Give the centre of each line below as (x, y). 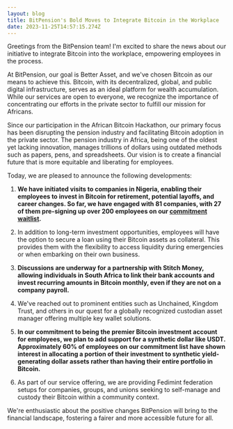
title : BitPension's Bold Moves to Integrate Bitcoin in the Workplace (113, 20)
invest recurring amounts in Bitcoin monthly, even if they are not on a (119, 283)
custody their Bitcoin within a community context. (88, 397)
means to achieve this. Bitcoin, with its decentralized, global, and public (110, 82)
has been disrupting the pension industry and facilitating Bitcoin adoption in (115, 132)
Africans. (20, 111)
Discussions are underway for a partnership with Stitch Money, (111, 268)
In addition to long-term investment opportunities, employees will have (118, 232)
